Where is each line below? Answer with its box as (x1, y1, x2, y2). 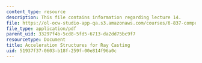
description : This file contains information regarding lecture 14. (6, 14, 182, 20)
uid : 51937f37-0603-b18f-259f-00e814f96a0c (6, 48, 117, 54)
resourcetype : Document (6, 37, 66, 43)
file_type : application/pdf (6, 25, 77, 32)
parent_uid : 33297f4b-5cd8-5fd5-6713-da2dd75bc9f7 (6, 31, 136, 37)
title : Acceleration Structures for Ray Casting (6, 43, 130, 49)
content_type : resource (6, 8, 66, 15)
